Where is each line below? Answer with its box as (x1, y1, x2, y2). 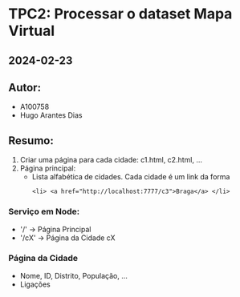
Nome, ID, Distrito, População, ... (19, 271, 128, 280)
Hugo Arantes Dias (19, 110, 83, 120)
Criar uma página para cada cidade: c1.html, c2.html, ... (19, 155, 203, 165)
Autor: (8, 81, 42, 94)
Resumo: (8, 134, 54, 147)
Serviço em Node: (8, 206, 80, 217)
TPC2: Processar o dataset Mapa (8, 5, 233, 23)
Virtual (8, 22, 55, 40)
